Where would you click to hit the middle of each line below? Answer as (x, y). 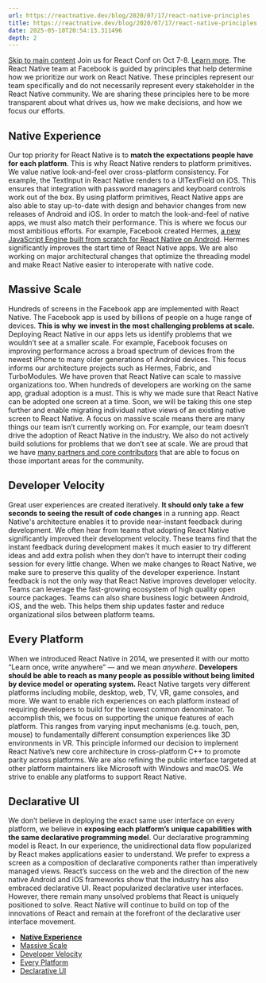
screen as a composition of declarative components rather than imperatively (133, 863)
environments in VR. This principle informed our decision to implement (123, 742)
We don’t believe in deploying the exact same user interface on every (121, 821)
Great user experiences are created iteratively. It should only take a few (126, 504)
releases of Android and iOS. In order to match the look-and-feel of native (129, 214)
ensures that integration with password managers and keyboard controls (127, 189)
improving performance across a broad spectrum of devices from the (122, 351)
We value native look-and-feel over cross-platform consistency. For (119, 172)
